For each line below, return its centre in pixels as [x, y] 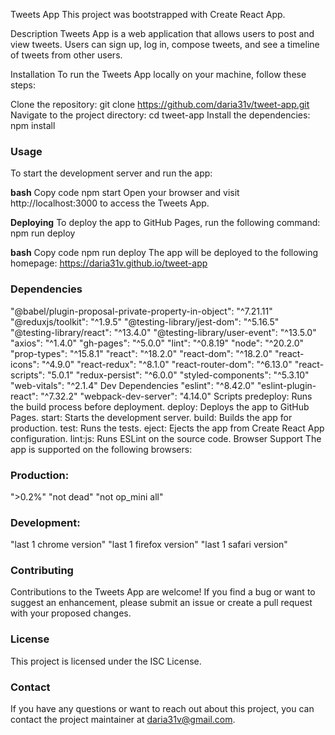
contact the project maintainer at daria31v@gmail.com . [123, 720]
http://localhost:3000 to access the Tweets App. [110, 203]
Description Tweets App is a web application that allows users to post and [162, 33]
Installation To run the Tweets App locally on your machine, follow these [158, 74]
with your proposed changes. [71, 613]
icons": [25, 364]
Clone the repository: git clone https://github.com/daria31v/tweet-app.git [160, 104]
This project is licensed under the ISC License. [106, 661]
